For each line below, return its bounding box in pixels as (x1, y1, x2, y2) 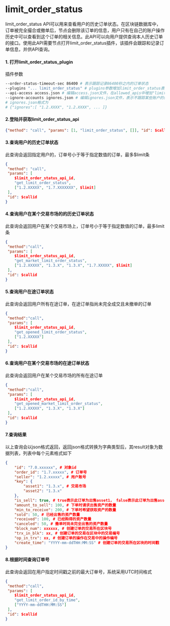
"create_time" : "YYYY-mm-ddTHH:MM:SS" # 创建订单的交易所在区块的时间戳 (14, 540, 159, 545)
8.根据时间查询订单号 (5, 557, 50, 563)
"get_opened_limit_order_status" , (14, 330, 87, 335)
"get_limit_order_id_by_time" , (14, 598, 80, 603)
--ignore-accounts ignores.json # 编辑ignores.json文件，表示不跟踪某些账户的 (5, 95, 164, 100)
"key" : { (14, 479, 33, 484)
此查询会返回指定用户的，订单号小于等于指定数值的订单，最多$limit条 (5, 151, 150, 157)
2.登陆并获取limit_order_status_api (5, 116, 79, 122)
